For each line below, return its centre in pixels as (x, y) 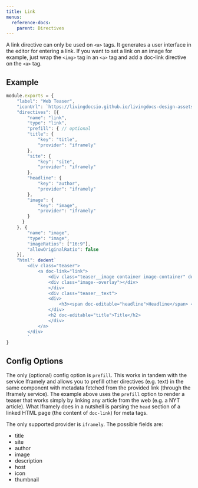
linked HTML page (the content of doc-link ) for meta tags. (77, 413)
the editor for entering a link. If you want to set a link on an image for (89, 51)
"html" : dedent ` (37, 260)
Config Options (35, 361)
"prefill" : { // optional (59, 129)
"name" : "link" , (47, 118)
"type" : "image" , (48, 238)
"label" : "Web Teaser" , (46, 101)
